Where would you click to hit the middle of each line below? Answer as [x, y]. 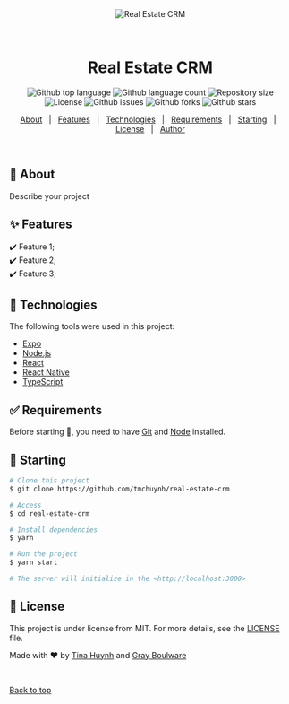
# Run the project [43, 554]
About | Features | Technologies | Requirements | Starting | [148, 119]
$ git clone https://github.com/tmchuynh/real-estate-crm [119, 489]
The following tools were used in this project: [92, 326]
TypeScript [42, 382]
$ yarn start [34, 563]
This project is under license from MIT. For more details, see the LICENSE [144, 628]
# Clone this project [50, 481]
